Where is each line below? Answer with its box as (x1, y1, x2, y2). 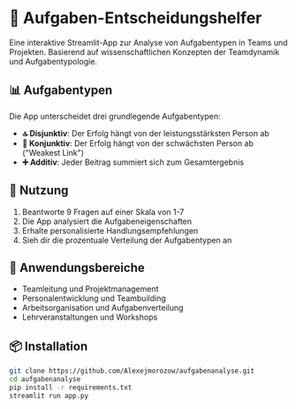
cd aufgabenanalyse (9, 375, 81, 384)
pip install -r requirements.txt (9, 382, 133, 392)
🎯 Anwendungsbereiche (9, 260, 145, 275)
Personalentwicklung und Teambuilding (21, 293, 166, 304)
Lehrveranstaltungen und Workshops (21, 312, 158, 322)
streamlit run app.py (9, 391, 89, 400)
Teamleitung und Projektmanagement (21, 283, 159, 295)
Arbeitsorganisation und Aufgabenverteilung (21, 303, 184, 313)
